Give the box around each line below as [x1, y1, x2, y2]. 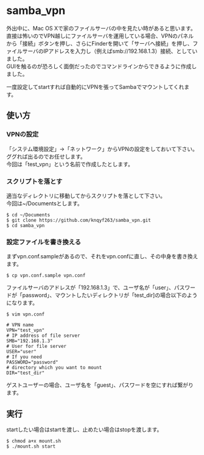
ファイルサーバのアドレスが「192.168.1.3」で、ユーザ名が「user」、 [6, 284, 175, 291]
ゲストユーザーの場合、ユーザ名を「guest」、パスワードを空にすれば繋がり [6, 381, 194, 389]
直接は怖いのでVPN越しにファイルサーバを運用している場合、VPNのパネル [6, 32, 194, 40]
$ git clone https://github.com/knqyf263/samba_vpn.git [6, 217, 151, 223]
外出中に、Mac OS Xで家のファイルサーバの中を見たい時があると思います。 [6, 24, 196, 32]
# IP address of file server [6, 333, 80, 339]
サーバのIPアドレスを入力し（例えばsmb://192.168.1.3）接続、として [22, 47, 192, 55]
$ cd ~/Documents [6, 211, 51, 218]
